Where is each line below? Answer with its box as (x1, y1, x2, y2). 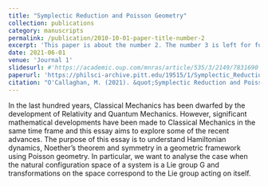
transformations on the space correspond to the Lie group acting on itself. (8, 168, 251, 178)
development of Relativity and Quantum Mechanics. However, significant (8, 109, 247, 118)
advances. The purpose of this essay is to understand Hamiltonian (8, 134, 227, 144)
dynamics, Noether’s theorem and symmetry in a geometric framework (8, 143, 241, 152)
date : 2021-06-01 (8, 49, 66, 57)
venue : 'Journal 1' (8, 57, 73, 65)
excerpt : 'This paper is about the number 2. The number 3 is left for (8, 42, 251, 49)
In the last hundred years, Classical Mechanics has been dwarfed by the (8, 101, 246, 110)
